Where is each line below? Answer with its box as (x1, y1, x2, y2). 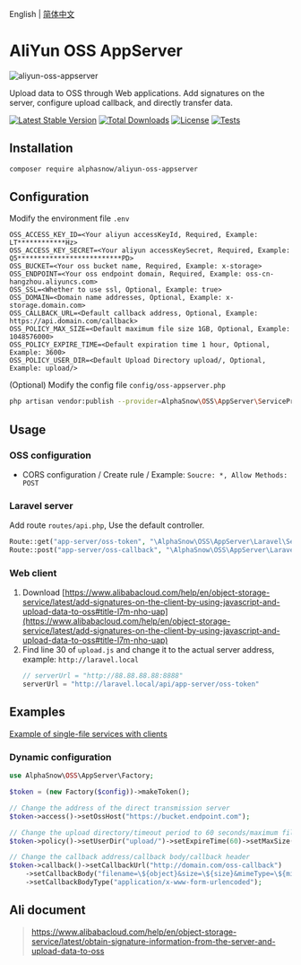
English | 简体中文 (9, 9, 75, 19)
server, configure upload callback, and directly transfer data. (9, 97, 233, 108)
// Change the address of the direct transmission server (9, 803, 230, 812)
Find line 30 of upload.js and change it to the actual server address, (21, 645, 275, 655)
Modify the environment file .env (9, 213, 130, 224)
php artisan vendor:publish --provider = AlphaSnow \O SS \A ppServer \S (9, 397, 262, 407)
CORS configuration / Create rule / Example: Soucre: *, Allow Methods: (21, 469, 288, 479)
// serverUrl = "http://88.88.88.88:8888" (21, 671, 184, 680)
